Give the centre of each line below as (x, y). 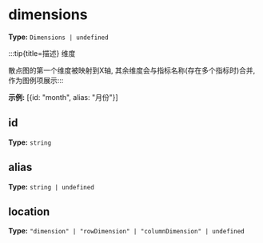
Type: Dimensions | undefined (59, 37)
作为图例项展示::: (36, 80)
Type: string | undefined (51, 186)
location (29, 211)
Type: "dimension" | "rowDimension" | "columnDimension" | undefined (127, 231)
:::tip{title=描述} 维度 (42, 53)
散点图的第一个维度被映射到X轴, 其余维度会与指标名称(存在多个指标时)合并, (132, 70)
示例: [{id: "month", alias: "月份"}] (63, 97)
